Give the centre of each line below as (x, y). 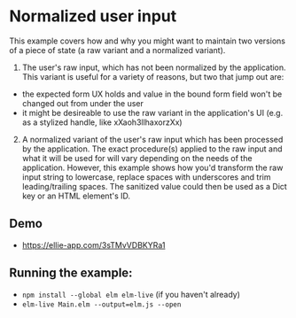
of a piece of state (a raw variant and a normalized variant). (117, 50)
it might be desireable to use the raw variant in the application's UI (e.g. (152, 112)
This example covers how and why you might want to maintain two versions (148, 41)
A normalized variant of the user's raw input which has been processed (152, 139)
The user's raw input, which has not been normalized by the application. (154, 67)
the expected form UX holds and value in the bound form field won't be (152, 94)
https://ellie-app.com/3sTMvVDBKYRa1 (93, 244)
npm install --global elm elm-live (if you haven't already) (131, 294)
